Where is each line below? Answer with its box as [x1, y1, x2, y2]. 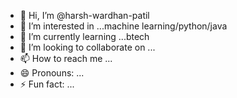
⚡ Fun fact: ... [19, 78, 75, 90]
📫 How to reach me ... [19, 53, 113, 64]
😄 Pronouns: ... [19, 67, 85, 79]
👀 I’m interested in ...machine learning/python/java [19, 20, 228, 32]
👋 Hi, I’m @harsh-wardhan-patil [19, 10, 150, 21]
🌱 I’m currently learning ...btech [19, 31, 150, 42]
